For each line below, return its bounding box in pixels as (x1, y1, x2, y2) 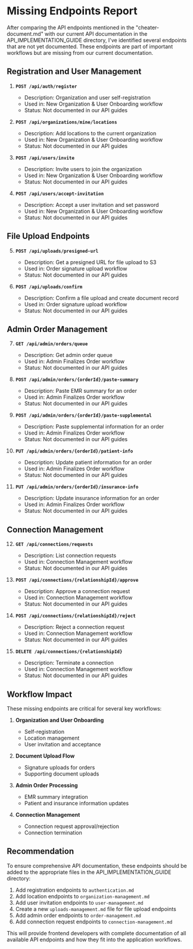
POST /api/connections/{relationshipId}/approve (15, 577, 139, 584)
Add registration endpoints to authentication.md (15, 886, 135, 894)
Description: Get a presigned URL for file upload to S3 (24, 258, 157, 266)
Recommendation (7, 846, 74, 857)
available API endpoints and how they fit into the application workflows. (7, 936, 182, 943)
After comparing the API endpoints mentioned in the (7, 24, 135, 31)
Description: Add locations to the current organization (24, 129, 157, 137)
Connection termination (24, 829, 83, 836)
